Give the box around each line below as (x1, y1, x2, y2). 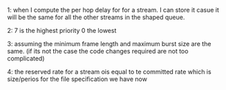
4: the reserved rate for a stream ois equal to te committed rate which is (7, 68, 212, 76)
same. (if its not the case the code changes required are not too (7, 47, 189, 55)
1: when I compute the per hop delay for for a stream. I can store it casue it (7, 6, 220, 14)
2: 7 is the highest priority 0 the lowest (7, 27, 117, 34)
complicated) (7, 54, 45, 63)
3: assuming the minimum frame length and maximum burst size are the (7, 40, 211, 47)
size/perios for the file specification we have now (7, 75, 147, 83)
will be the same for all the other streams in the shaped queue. (7, 13, 185, 21)
